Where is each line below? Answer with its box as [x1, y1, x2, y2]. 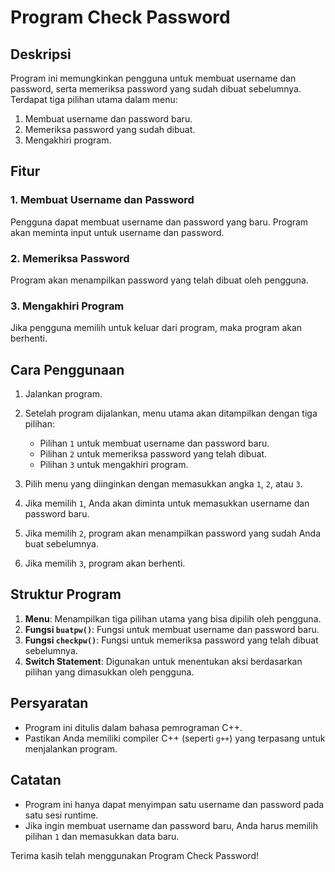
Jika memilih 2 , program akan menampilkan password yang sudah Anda [24, 527, 321, 540]
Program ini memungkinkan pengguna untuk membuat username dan [10, 72, 297, 84]
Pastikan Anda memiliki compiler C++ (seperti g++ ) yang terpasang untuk [24, 732, 326, 744]
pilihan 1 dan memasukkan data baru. [24, 830, 180, 842]
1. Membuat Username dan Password [10, 193, 195, 207]
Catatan [10, 772, 62, 789]
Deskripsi [10, 46, 72, 63]
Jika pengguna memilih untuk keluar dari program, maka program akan [10, 322, 303, 334]
